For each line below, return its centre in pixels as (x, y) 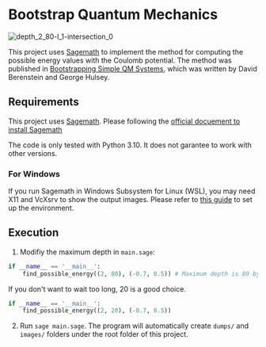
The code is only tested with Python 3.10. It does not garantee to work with (130, 145)
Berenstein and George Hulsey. (59, 77)
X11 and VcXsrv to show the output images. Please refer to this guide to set (131, 200)
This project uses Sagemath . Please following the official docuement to (124, 121)
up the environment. (41, 208)
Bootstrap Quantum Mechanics (113, 15)
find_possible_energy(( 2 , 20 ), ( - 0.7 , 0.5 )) (97, 311)
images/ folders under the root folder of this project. (104, 334)
